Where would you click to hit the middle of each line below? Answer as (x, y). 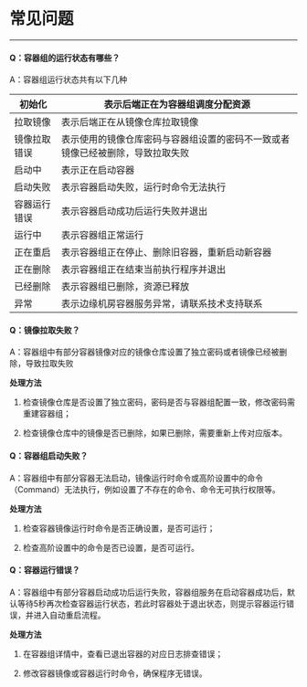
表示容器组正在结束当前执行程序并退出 (143, 270)
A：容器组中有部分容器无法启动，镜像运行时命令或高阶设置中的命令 (136, 478)
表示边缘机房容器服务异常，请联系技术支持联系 (162, 304)
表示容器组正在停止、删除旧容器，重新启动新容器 (166, 252)
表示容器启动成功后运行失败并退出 (134, 211)
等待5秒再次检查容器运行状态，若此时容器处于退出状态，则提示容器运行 (152, 603)
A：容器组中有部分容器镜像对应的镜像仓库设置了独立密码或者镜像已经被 (144, 352)
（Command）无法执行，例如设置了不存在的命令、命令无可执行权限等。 (145, 489)
